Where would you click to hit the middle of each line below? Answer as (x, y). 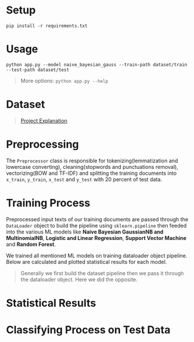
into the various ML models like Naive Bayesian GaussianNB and (85, 232)
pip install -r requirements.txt (47, 26)
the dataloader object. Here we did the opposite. (79, 279)
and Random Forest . (31, 244)
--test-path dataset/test (38, 70)
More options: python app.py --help (64, 80)
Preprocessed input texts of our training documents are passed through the (97, 219)
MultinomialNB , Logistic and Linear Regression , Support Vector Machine (96, 238)
